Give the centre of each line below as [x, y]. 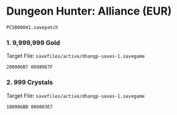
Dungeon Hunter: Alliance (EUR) [89, 11]
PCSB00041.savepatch [33, 27]
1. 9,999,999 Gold [33, 43]
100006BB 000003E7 [29, 107]
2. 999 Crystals [30, 82]
